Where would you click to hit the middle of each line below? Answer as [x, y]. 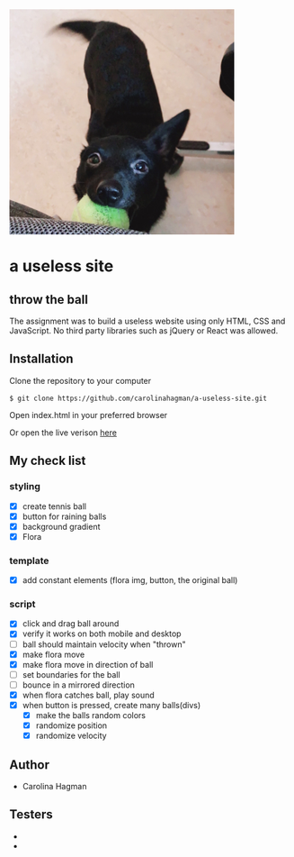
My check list [48, 461]
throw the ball [49, 300]
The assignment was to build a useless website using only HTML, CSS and [147, 321]
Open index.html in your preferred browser [89, 415]
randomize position [71, 725]
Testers [31, 815]
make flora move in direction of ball [88, 664]
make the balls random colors [91, 715]
